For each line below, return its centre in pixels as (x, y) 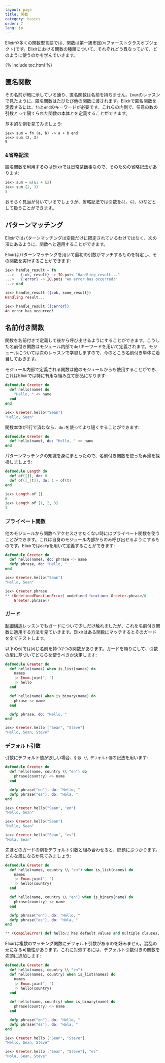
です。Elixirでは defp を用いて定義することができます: (62, 545)
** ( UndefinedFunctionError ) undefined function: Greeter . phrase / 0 (76, 596)
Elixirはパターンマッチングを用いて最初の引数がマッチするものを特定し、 (79, 254)
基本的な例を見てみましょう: (34, 124)
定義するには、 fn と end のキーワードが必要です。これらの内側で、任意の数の (82, 107)
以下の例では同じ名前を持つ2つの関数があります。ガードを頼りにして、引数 (82, 648)
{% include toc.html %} (29, 65)
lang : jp (14, 28)
